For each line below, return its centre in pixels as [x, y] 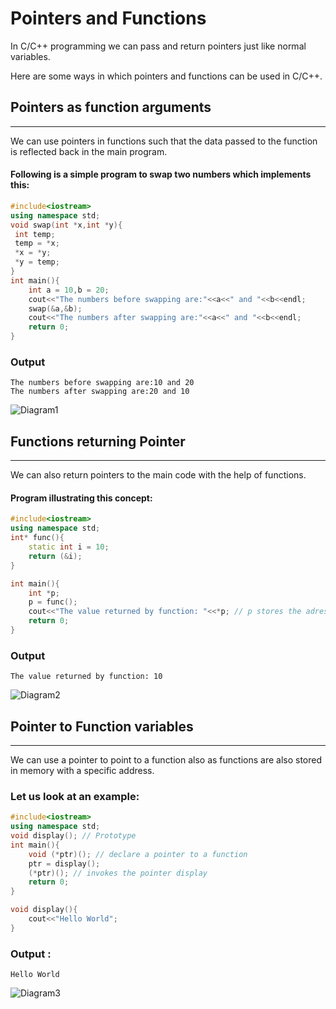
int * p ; [44, 593]
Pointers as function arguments [111, 107]
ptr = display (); [64, 863]
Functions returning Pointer [98, 441]
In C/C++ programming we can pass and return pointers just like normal [158, 46]
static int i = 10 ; [69, 547]
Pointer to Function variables [102, 726]
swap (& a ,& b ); [55, 308]
